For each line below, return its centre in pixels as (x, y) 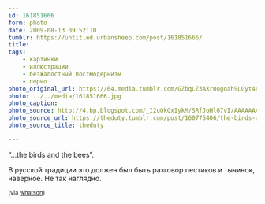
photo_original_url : (42, 89)
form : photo (28, 23)
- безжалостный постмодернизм (72, 74)
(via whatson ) (27, 193)
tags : (17, 52)
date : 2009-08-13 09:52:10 (52, 30)
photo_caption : (33, 103)
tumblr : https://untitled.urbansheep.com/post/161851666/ (105, 37)
